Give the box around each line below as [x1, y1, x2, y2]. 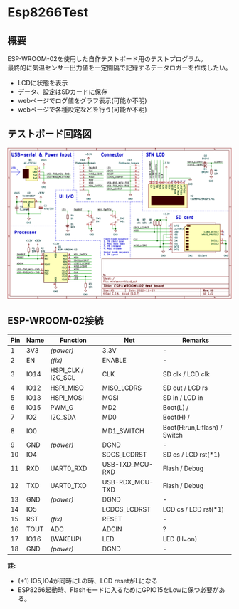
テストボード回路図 [7, 128, 92, 140]
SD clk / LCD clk [162, 369, 210, 378]
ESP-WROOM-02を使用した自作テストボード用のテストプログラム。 [7, 55, 207, 63]
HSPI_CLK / [50, 366, 84, 374]
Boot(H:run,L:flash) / [162, 423, 223, 431]
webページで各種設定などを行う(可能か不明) [17, 105, 147, 114]
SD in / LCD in [162, 393, 203, 402]
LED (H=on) [162, 534, 198, 543]
